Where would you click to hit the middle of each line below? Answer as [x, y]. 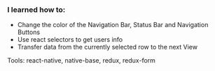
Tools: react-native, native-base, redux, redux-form [82, 61]
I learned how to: [36, 10]
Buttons [29, 32]
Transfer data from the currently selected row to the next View [107, 47]
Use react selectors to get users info [70, 40]
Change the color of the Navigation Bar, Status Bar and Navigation [113, 25]
